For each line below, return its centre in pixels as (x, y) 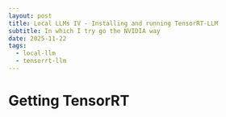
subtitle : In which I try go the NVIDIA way (84, 31)
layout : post (30, 16)
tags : (17, 46)
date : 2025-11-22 (38, 38)
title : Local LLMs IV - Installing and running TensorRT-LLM (113, 23)
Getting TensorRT (69, 101)
